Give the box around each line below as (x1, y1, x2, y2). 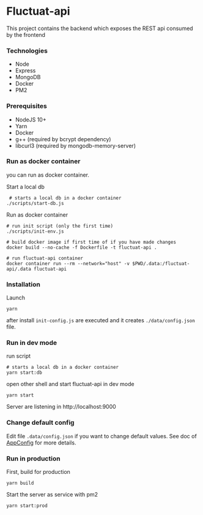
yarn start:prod (6, 503, 48, 509)
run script (6, 352, 31, 360)
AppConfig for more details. (6, 439, 76, 446)
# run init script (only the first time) (6, 223, 114, 229)
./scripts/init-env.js (6, 228, 64, 234)
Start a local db (6, 183, 45, 190)
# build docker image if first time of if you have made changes (6, 239, 176, 245)
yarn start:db (6, 370, 43, 376)
